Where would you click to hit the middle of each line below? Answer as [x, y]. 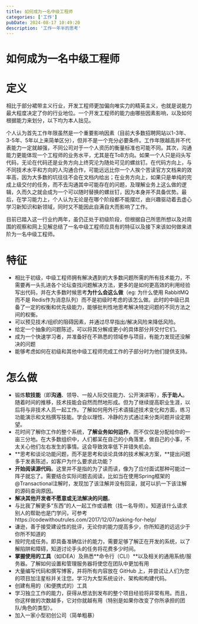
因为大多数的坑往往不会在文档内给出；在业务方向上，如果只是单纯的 [104, 177]
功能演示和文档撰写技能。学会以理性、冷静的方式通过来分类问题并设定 [100, 417]
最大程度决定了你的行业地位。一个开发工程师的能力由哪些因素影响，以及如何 [99, 113]
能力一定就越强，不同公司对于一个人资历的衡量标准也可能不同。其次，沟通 [101, 148]
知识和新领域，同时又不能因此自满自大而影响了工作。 [86, 207]
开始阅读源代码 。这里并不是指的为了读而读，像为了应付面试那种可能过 [100, 469]
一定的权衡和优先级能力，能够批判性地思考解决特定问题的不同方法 [105, 307]
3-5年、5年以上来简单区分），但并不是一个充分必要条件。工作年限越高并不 [96, 141]
